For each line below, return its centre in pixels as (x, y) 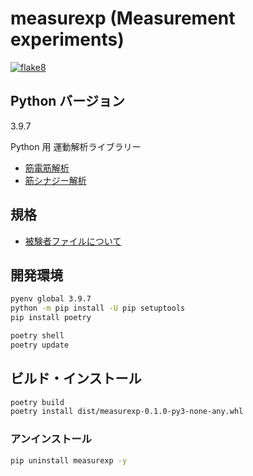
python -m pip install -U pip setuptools (98, 308)
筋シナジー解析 (55, 180)
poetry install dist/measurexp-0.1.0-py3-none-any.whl (127, 412)
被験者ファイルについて (73, 241)
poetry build (37, 402)
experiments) (67, 39)
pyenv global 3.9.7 (51, 299)
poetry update (40, 345)
